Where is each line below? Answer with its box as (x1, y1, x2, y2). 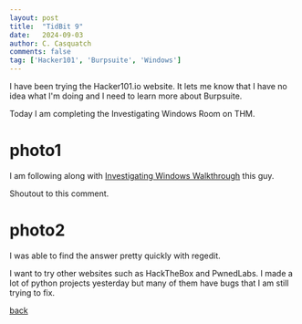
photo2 (9, 220, 66, 241)
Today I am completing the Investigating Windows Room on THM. (9, 109, 255, 119)
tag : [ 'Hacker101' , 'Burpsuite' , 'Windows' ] (9, 56, 182, 65)
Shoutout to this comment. (9, 188, 109, 199)
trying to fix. (9, 287, 56, 298)
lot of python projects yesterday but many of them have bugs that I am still (9, 277, 289, 288)
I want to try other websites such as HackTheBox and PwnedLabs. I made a (9, 267, 294, 278)
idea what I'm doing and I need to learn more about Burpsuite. (9, 90, 243, 101)
